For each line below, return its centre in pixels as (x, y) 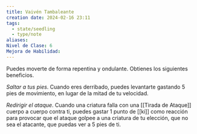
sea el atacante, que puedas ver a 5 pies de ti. (64, 124)
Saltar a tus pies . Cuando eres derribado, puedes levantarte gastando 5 (96, 87)
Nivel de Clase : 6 (29, 46)
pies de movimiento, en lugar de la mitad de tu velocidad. (78, 93)
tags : (13, 23)
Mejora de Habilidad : (34, 52)
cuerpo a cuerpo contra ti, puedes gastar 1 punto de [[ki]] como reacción (97, 111)
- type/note (27, 35)
